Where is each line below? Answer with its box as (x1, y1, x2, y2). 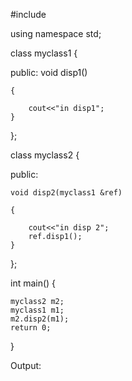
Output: (10, 360, 42, 371)
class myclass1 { (10, 47, 78, 59)
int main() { (10, 277, 57, 289)
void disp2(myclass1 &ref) (10, 188, 123, 198)
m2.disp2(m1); (10, 314, 70, 324)
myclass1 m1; (10, 305, 65, 315)
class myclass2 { (10, 149, 80, 161)
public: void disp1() (10, 67, 88, 78)
